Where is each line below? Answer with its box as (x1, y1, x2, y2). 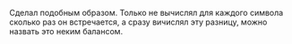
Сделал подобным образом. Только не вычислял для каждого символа (9, 8, 284, 18)
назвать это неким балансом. (9, 26, 124, 36)
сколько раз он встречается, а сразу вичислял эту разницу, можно (9, 17, 268, 27)
